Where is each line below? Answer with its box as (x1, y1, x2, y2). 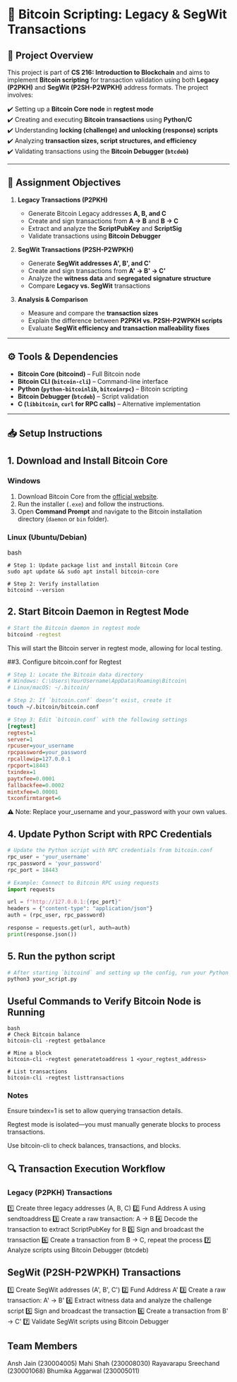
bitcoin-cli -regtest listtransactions (7, 1074, 125, 1081)
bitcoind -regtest (7, 631, 61, 638)
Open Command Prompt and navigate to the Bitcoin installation (17, 507, 202, 516)
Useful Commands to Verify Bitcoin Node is (7, 995, 202, 1007)
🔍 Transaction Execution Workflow (7, 1163, 166, 1175)
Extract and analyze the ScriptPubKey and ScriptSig (28, 224, 182, 232)
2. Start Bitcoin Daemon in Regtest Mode (7, 606, 189, 618)
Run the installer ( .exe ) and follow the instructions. (17, 499, 164, 508)
